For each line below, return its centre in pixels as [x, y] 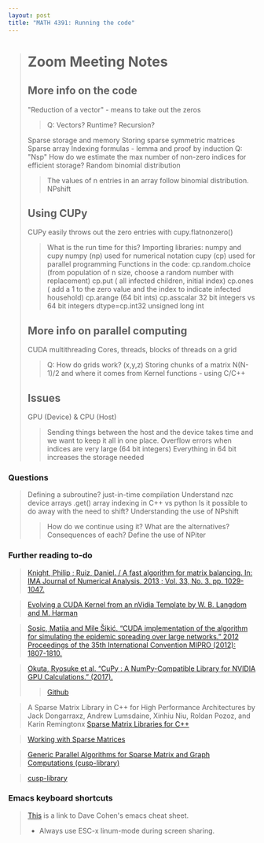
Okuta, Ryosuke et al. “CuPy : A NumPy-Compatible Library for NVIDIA [141, 668]
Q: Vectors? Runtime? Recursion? [101, 125]
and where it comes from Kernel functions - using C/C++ [153, 374]
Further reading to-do [50, 555]
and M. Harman [53, 613]
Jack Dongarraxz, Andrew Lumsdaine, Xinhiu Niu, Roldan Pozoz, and [139, 716]
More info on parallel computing [107, 331]
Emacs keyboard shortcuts [60, 798]
